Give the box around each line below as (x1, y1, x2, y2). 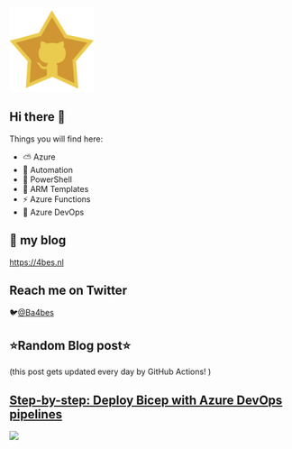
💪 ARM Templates (22, 183, 89, 194)
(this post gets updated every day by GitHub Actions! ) (9, 366, 212, 377)
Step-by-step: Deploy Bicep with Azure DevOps (9, 392, 283, 408)
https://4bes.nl (9, 256, 65, 268)
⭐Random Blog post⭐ (9, 337, 132, 353)
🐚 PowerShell (22, 174, 72, 185)
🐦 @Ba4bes (9, 307, 54, 318)
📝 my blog (9, 233, 67, 248)
